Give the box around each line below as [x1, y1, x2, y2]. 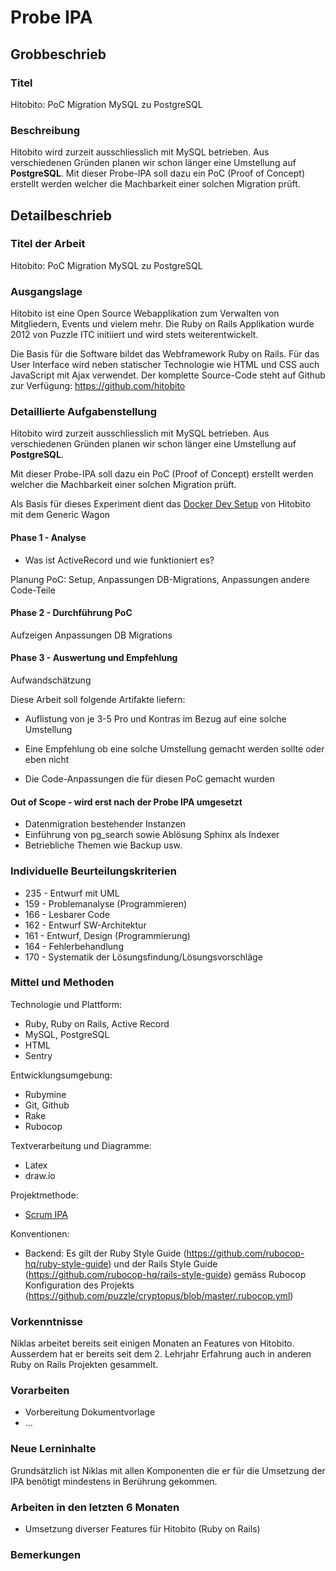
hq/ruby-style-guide [24, 1257, 109, 1270]
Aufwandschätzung [10, 674, 92, 686]
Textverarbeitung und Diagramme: [10, 1139, 152, 1151]
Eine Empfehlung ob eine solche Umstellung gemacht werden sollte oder [24, 743, 325, 755]
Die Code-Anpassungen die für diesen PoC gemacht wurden [24, 773, 275, 785]
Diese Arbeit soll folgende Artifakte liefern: [10, 694, 186, 706]
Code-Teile [10, 584, 56, 596]
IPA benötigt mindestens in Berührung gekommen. [10, 1475, 218, 1487]
